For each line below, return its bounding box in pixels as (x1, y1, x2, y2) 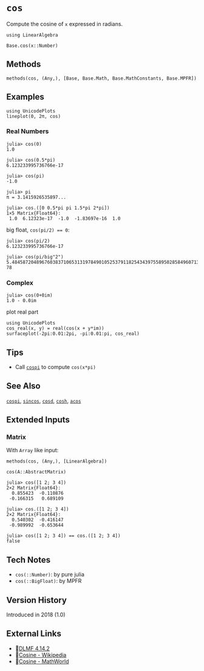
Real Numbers (6, 127, 49, 136)
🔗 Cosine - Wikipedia (15, 651, 67, 658)
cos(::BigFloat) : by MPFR (15, 577, 82, 585)
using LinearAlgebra (6, 32, 59, 38)
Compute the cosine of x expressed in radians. (6, 20, 123, 27)
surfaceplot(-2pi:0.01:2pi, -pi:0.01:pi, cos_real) (6, 331, 140, 337)
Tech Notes (6, 554, 50, 565)
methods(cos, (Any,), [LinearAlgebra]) (6, 458, 107, 464)
